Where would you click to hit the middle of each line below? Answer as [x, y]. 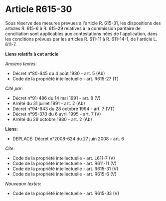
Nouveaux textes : [23, 183]
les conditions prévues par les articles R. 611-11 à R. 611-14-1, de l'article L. [81, 39]
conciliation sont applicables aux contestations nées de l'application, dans [82, 33]
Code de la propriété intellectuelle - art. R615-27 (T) [65, 78]
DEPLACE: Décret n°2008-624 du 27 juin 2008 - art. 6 [68, 138]
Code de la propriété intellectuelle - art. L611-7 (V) [64, 158]
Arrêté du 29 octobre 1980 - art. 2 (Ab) [52, 119]
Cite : [10, 148]
